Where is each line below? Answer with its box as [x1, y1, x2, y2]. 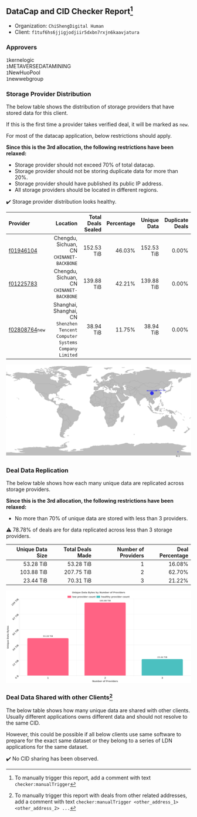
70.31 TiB [67, 577, 92, 584]
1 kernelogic [6, 57, 35, 64]
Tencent [59, 327, 78, 333]
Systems [59, 340, 78, 346]
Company [59, 346, 78, 352]
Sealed [84, 226, 101, 233]
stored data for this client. [6, 109, 69, 117]
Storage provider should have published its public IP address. [14, 180, 163, 187]
